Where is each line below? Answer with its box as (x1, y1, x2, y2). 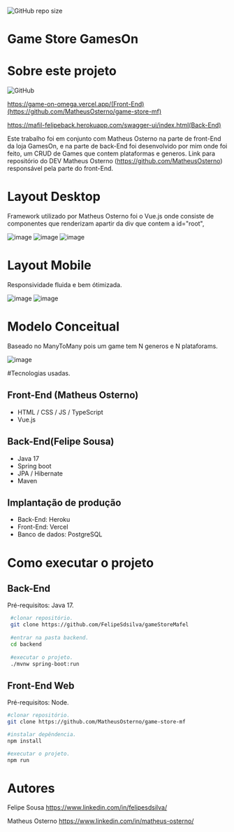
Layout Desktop (7, 189, 101, 204)
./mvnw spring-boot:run (10, 660, 80, 667)
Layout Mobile (7, 258, 92, 273)
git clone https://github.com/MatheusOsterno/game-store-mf (7, 719, 187, 726)
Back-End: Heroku (17, 515, 71, 524)
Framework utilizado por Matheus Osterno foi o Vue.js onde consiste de (7, 212, 214, 221)
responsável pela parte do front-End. (7, 165, 114, 173)
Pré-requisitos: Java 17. (7, 601, 75, 609)
